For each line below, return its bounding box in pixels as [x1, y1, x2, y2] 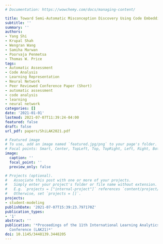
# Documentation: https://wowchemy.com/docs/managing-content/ [5, 7, 136, 12]
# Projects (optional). [5, 173, 53, 178]
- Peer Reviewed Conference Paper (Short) [5, 83, 92, 88]
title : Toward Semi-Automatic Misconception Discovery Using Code [5, 16, 142, 21]
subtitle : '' [5, 20, 32, 25]
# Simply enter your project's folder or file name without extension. [5, 182, 158, 187]
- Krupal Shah [5, 38, 34, 44]
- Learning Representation [5, 75, 60, 80]
